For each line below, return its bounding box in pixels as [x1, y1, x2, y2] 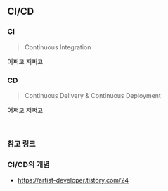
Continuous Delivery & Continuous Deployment [24, 91, 162, 99]
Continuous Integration [24, 42, 91, 51]
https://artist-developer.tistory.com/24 [17, 176, 129, 185]
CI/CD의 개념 [7, 159, 50, 169]
